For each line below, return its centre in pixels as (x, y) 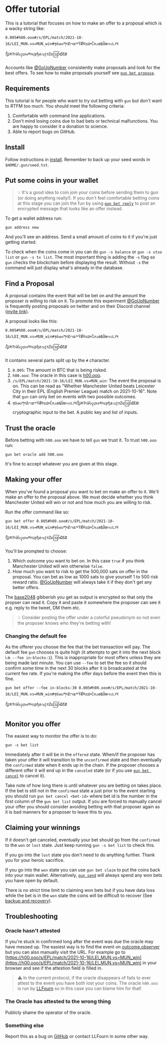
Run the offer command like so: (37, 512)
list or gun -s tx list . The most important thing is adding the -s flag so (80, 257)
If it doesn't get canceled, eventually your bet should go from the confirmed (83, 840)
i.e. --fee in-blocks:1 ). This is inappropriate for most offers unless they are (83, 658)
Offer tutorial (32, 9)
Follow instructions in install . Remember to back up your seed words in (78, 159)
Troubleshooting (32, 917)
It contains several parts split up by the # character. (58, 360)
